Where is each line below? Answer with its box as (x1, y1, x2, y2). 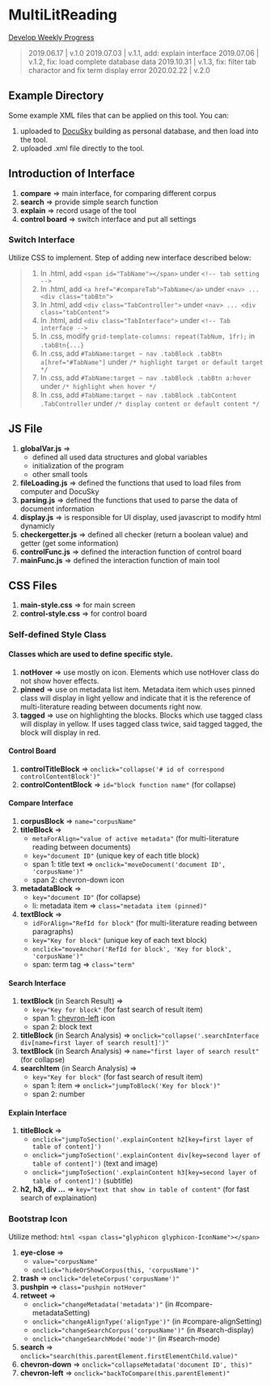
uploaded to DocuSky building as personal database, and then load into (19, 126, 259, 135)
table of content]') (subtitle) (32, 1176, 133, 1186)
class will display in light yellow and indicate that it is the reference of (19, 693, 251, 702)
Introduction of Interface (8, 167, 135, 181)
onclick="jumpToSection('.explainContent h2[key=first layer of (32, 1136, 254, 1144)
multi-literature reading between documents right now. (19, 702, 202, 711)
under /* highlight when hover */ (40, 381, 157, 390)
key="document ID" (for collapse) (32, 893, 141, 902)
